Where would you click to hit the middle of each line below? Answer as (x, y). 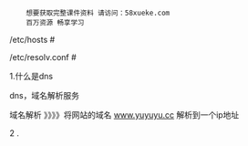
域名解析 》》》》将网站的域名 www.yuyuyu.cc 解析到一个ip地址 (124, 115)
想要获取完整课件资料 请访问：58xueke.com (98, 13)
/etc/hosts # (32, 40)
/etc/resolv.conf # (43, 57)
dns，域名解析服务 (45, 95)
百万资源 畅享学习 (55, 23)
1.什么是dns (31, 76)
